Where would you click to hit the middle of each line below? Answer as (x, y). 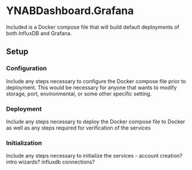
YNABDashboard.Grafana (70, 11)
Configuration (26, 69)
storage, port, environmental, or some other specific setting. (79, 93)
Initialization (24, 143)
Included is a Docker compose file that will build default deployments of (93, 27)
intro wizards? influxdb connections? (50, 162)
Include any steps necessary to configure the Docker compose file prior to (96, 81)
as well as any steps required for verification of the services (78, 128)
